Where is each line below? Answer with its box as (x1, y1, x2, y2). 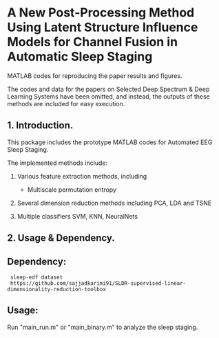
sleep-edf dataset (10, 274, 63, 281)
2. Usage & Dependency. (7, 232, 115, 244)
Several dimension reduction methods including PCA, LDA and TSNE (17, 199, 212, 207)
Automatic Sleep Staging (7, 49, 153, 65)
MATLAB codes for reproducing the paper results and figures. (7, 71, 182, 80)
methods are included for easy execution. (7, 99, 125, 108)
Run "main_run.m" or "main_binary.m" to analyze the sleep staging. (7, 323, 198, 331)
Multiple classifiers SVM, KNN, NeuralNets (17, 212, 138, 220)
